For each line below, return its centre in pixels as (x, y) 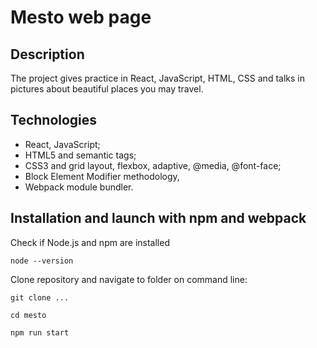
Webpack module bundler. (79, 187)
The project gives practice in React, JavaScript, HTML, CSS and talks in (157, 78)
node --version (42, 261)
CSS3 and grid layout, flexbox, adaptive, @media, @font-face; (153, 165)
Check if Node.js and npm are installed (90, 242)
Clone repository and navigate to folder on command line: (129, 279)
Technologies (54, 120)
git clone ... (40, 297)
